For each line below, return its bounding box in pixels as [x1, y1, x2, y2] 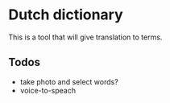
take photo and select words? [19, 76, 118, 86]
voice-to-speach [19, 85, 77, 95]
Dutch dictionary [8, 6, 123, 24]
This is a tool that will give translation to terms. [8, 32, 163, 42]
